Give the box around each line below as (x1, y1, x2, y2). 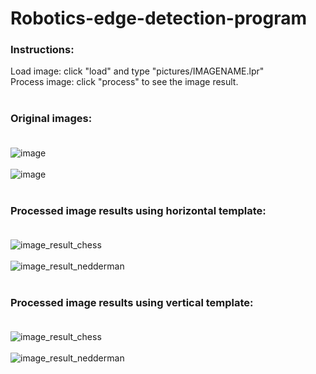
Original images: (10, 112, 93, 126)
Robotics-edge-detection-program (10, 7, 308, 30)
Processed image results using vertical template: (10, 296, 254, 309)
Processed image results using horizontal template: (10, 203, 267, 217)
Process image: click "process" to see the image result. (10, 76, 239, 88)
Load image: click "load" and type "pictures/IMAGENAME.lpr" (10, 65, 265, 77)
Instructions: (10, 43, 75, 57)
